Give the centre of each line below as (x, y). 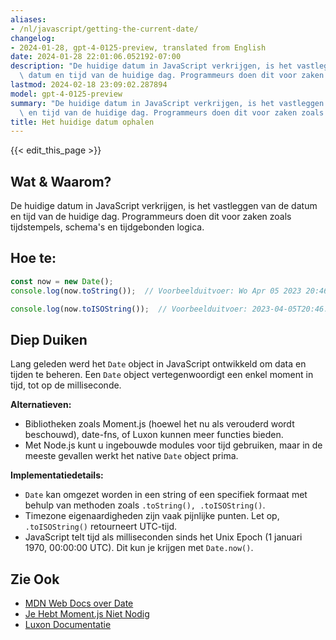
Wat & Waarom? (61, 181)
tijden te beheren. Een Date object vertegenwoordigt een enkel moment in (162, 375)
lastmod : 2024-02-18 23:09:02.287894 (89, 85)
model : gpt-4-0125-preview (66, 94)
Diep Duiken (49, 339)
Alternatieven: (41, 405)
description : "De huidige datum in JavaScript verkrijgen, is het (151, 66)
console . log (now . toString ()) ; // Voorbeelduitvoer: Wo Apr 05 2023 (156, 291)
